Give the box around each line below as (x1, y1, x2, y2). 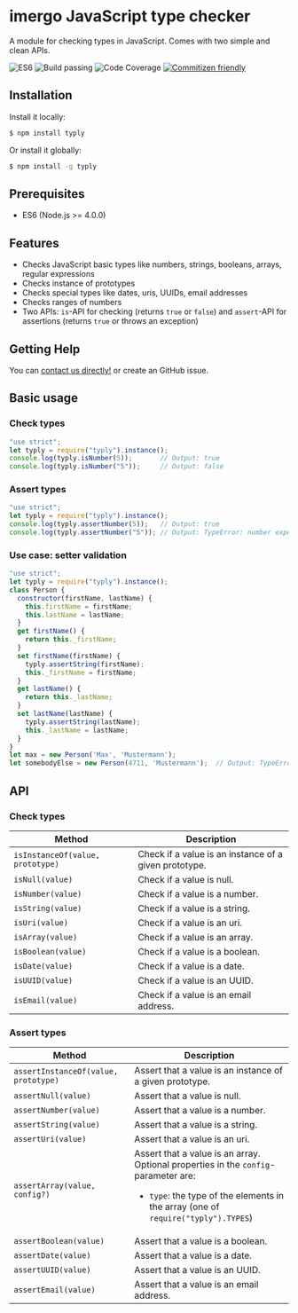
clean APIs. (9, 44, 51, 55)
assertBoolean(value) (13, 1236, 105, 1246)
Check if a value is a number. (137, 887, 259, 900)
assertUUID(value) (13, 1265, 91, 1275)
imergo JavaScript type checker (9, 6, 251, 27)
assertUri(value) (13, 1134, 87, 1144)
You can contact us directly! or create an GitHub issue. (9, 365, 209, 375)
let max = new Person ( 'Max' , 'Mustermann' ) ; (9, 751, 176, 759)
